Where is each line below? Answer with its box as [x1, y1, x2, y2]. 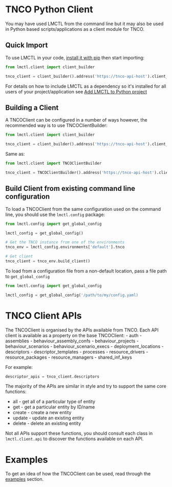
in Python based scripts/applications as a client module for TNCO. [5, 26, 145, 32]
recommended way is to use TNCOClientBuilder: [5, 122, 107, 129]
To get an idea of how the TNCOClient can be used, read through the [5, 471, 151, 477]
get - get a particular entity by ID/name [12, 404, 95, 410]
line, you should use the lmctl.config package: [5, 211, 105, 218]
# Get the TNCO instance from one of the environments [5, 240, 125, 245]
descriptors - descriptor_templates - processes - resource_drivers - [5, 348, 148, 355]
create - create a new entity [12, 410, 72, 416]
